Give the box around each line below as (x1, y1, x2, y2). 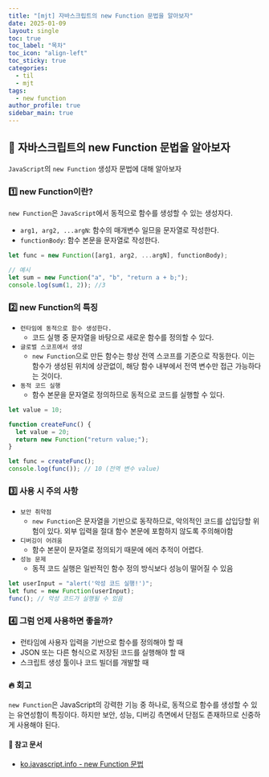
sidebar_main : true (8, 110, 74, 118)
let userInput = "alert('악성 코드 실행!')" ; (8, 580, 153, 588)
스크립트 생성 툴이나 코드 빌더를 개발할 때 (19, 658, 149, 667)
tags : (8, 86, 26, 95)
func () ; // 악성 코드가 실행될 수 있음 (8, 595, 123, 603)
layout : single (8, 27, 59, 35)
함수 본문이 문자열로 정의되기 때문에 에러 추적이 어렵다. (31, 545, 204, 555)
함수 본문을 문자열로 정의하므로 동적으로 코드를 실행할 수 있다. (31, 390, 225, 399)
